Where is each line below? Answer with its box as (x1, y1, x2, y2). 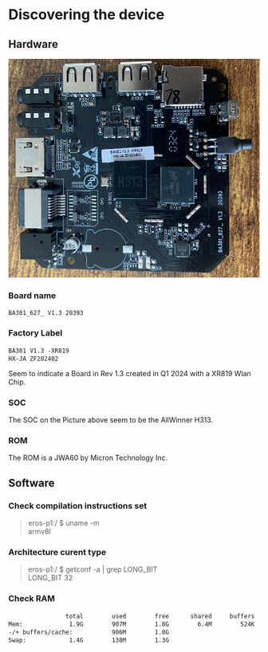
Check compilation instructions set (8, 500, 148, 511)
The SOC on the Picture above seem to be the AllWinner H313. (8, 415, 214, 425)
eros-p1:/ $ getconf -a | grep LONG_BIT (27, 564, 158, 575)
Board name (8, 290, 57, 301)
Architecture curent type (8, 546, 107, 557)
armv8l (27, 527, 52, 536)
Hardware (8, 37, 58, 51)
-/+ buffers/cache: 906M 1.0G (8, 628, 170, 636)
